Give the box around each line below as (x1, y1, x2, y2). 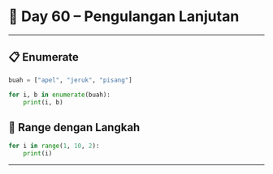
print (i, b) (23, 98, 63, 106)
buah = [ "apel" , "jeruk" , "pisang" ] (8, 76, 132, 84)
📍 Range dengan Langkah (8, 121, 141, 134)
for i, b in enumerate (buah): (8, 91, 111, 99)
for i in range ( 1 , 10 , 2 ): (8, 142, 100, 151)
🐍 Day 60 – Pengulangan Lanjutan (8, 7, 240, 26)
